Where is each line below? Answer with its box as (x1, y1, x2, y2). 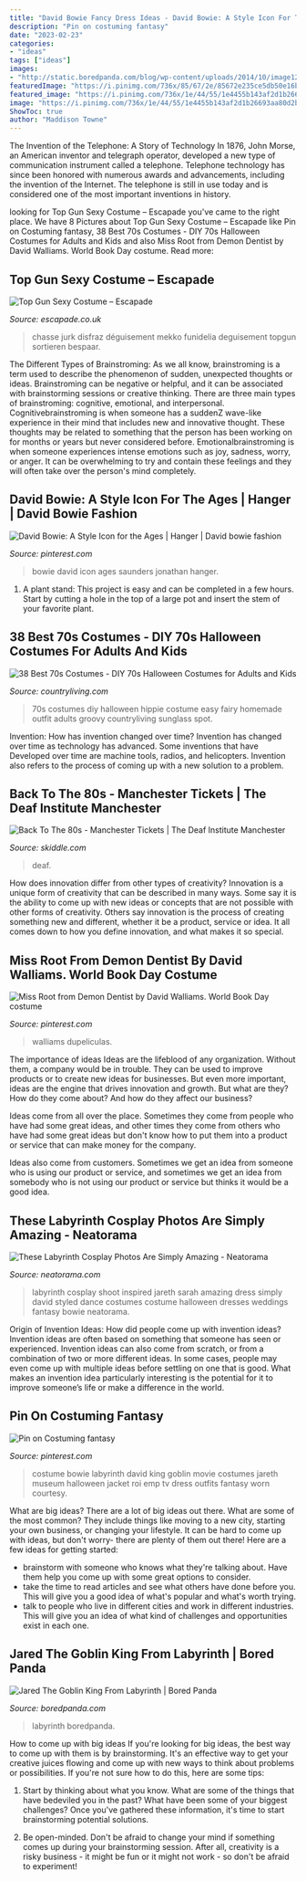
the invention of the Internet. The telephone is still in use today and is (9, 179, 269, 190)
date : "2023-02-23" (9, 30, 84, 39)
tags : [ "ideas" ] (9, 56, 71, 65)
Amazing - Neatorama (9, 1227, 138, 1243)
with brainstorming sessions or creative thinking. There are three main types (9, 387, 296, 398)
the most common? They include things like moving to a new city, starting (9, 1515, 286, 1526)
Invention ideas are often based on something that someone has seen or (9, 1334, 281, 1344)
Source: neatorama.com (9, 1269, 101, 1279)
